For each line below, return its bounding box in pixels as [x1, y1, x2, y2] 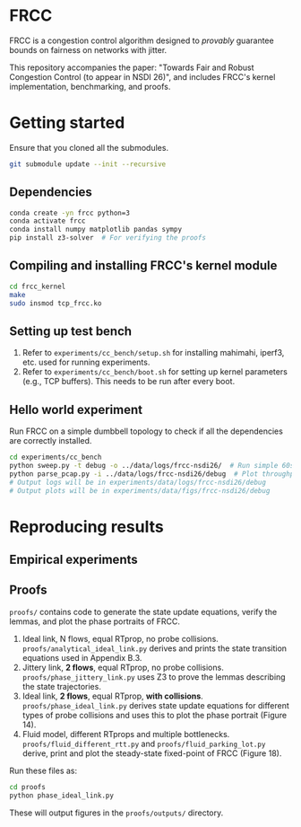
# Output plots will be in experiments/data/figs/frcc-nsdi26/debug [9, 486, 271, 495]
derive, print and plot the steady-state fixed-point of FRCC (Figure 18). [21, 747, 282, 759]
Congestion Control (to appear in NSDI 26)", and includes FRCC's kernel [9, 71, 276, 82]
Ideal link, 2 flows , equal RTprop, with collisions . [21, 691, 203, 701]
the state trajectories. [21, 681, 101, 691]
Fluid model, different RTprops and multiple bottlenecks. [21, 728, 230, 739]
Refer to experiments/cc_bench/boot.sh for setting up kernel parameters [21, 366, 288, 377]
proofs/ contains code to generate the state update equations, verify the [9, 606, 278, 617]
